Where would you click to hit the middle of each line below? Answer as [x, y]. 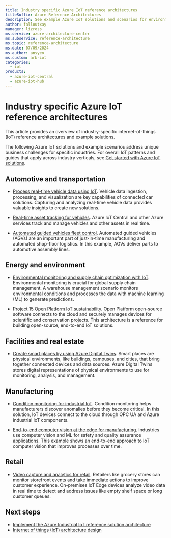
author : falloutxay [26, 24]
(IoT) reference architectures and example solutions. [60, 137]
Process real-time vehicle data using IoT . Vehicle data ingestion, [80, 191]
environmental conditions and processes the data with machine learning [88, 294]
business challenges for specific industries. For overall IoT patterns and [80, 152]
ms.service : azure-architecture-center [48, 34]
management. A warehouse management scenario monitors [75, 288]
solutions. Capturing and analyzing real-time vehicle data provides [82, 202]
